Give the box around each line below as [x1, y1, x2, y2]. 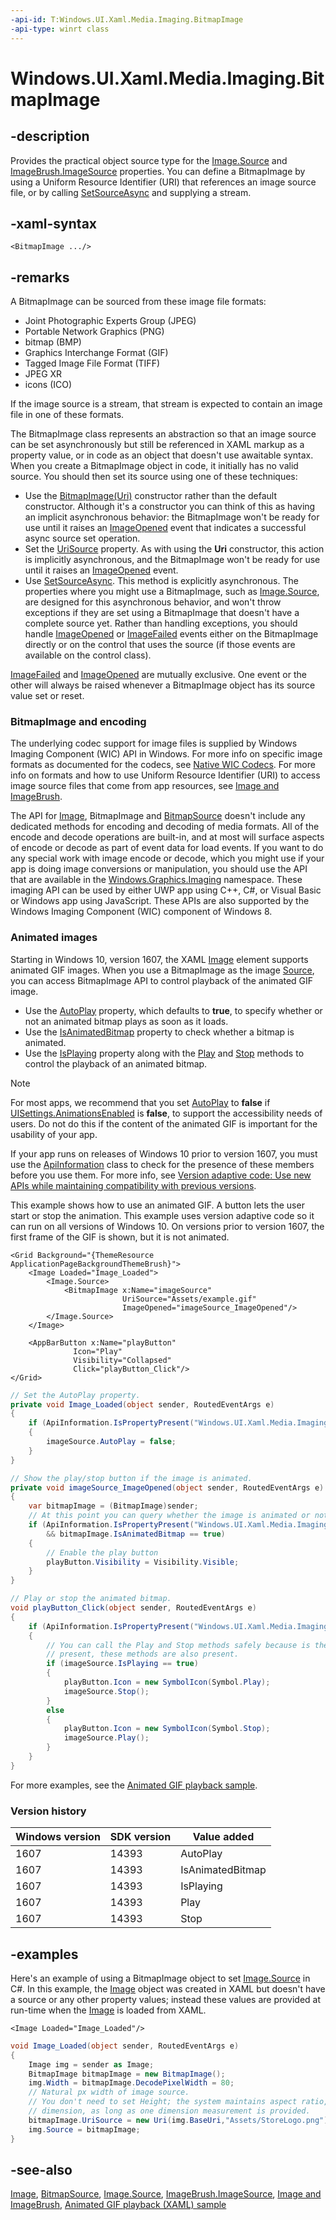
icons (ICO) [24, 379, 73, 391]
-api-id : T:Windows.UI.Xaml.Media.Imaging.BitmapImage [10, 14, 244, 25]
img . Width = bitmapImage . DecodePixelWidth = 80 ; [28, 2078, 235, 2088]
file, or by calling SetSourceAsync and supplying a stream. [10, 186, 252, 198]
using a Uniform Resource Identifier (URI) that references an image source [10, 176, 317, 188]
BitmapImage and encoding [10, 715, 147, 729]
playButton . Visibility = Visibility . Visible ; [46, 1557, 240, 1567]
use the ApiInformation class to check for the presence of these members [10, 1158, 315, 1170]
